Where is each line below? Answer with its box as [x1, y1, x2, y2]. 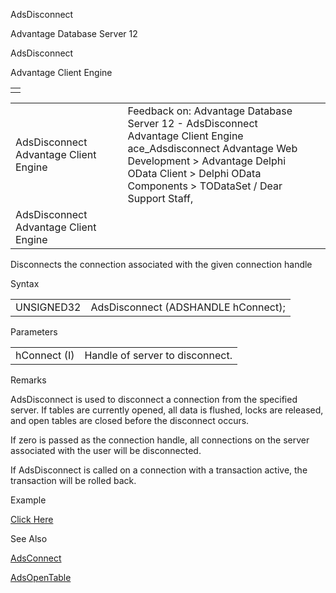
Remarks [10, 374, 47, 386]
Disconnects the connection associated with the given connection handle [10, 259, 313, 270]
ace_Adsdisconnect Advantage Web [127, 142, 298, 155]
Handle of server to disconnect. [84, 349, 233, 362]
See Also [10, 533, 48, 544]
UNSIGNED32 [15, 300, 82, 314]
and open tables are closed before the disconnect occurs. [10, 415, 250, 426]
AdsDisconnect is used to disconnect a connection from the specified [10, 394, 298, 405]
